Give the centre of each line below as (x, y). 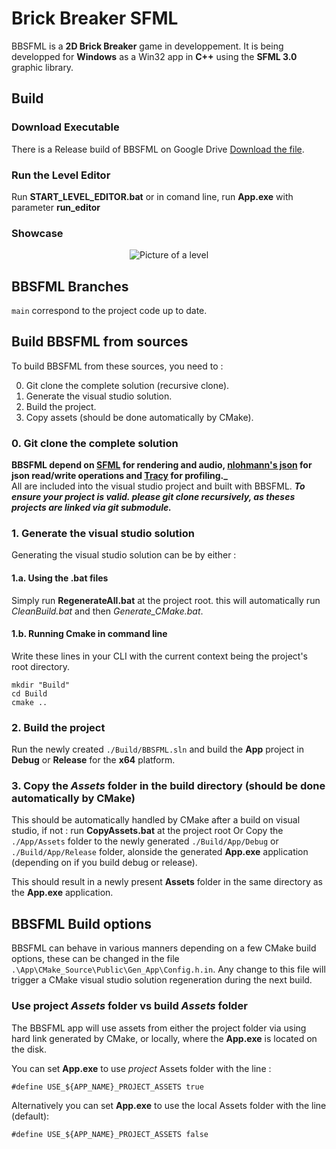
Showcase (37, 233)
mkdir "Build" (41, 685)
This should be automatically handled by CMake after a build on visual (156, 820)
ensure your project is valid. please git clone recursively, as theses (153, 497)
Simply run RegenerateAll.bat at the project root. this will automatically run (166, 600)
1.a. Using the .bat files (60, 578)
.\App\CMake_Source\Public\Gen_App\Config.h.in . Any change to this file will (168, 969)
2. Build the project (58, 727)
